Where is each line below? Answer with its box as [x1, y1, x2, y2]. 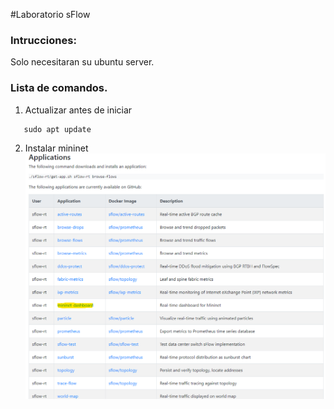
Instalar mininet [24, 142, 89, 154]
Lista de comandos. [10, 81, 108, 95]
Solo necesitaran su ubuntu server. [10, 56, 155, 68]
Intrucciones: [10, 33, 77, 47]
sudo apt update [23, 124, 92, 134]
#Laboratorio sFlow [10, 9, 91, 20]
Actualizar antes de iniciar [24, 104, 133, 116]
